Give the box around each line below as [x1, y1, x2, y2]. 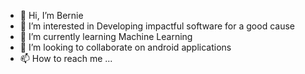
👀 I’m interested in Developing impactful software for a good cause [19, 20, 295, 32]
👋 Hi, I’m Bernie [19, 10, 84, 21]
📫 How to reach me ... [19, 53, 113, 64]
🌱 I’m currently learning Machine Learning [19, 31, 193, 42]
